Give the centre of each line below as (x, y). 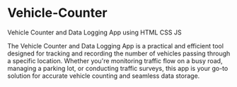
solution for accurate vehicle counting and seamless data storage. (104, 76)
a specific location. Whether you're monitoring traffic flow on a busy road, (115, 60)
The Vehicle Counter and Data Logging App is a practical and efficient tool (116, 46)
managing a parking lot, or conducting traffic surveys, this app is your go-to (118, 68)
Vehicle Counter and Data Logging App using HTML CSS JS (94, 32)
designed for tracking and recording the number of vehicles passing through (119, 53)
